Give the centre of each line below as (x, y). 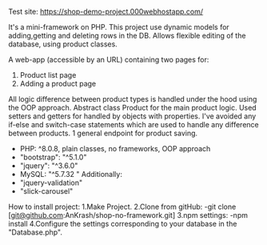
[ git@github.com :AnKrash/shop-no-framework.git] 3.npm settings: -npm (128, 215)
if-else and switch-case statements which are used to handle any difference (133, 125)
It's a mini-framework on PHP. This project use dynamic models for (119, 27)
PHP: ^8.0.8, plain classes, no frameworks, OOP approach (115, 149)
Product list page (48, 75)
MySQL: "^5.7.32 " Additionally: (71, 174)
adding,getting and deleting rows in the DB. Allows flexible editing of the (127, 36)
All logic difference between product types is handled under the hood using (133, 99)
